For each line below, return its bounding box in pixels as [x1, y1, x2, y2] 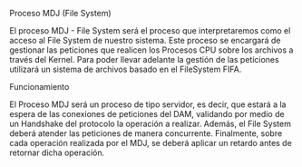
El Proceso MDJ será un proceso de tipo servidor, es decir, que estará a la [9, 99, 287, 110]
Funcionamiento [9, 82, 70, 92]
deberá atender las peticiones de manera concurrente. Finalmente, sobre [9, 128, 283, 139]
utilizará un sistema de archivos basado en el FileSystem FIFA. [9, 64, 242, 74]
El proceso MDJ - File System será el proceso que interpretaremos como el [9, 25, 291, 35]
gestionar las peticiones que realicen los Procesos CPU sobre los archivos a [9, 44, 294, 55]
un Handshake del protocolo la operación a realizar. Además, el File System [9, 118, 292, 129]
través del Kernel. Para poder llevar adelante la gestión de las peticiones [9, 54, 279, 64]
